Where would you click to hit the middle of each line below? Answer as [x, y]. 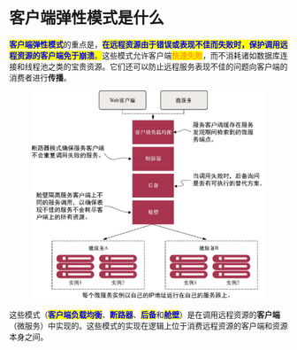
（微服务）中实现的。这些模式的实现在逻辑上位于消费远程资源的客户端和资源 [148, 326]
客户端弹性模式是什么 [87, 18]
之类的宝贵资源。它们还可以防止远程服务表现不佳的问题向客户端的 [168, 66]
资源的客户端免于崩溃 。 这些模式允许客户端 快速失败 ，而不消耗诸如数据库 [148, 55]
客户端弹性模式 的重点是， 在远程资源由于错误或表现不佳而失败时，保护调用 [145, 44]
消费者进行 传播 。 [40, 77]
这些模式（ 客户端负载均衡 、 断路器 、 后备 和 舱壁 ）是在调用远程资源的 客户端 [145, 315]
